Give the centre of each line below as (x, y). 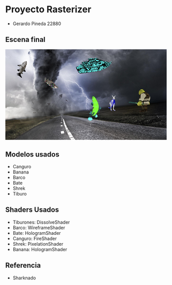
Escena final (25, 40)
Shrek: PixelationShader (38, 244)
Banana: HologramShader (40, 249)
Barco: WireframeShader (39, 227)
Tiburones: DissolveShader (41, 222)
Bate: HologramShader (37, 233)
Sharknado (24, 278)
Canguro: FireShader (35, 238)
